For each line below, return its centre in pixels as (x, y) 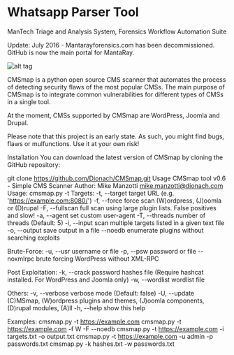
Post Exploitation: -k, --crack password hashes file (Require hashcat (105, 272)
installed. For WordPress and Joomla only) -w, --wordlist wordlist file (106, 280)
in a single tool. (29, 101)
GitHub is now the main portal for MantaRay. (71, 52)
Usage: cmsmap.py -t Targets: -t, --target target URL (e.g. (91, 193)
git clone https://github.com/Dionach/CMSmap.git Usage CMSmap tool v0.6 (117, 178)
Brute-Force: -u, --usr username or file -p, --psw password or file (102, 251)
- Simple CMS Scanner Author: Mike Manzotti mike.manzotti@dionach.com (115, 185)
